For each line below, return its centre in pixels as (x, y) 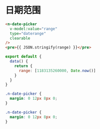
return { (23, 66)
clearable (20, 38)
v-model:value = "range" (34, 29)
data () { (19, 61)
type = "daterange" (28, 33)
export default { (23, 57)
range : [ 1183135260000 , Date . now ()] (57, 71)
